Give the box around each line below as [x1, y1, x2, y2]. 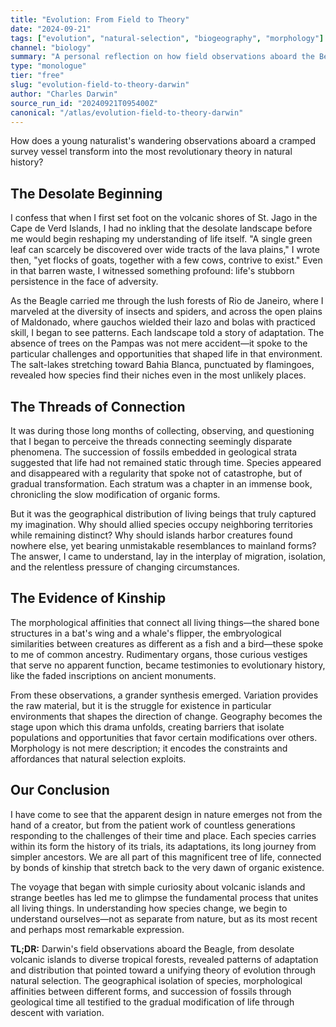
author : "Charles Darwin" [10, 89, 118, 99]
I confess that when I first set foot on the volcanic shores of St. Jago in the [10, 212, 318, 224]
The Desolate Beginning [10, 185, 163, 202]
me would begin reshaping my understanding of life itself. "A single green [10, 233, 313, 245]
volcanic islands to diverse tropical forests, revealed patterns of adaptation [10, 953, 319, 965]
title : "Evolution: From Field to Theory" [10, 14, 190, 25]
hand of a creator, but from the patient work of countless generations [10, 819, 296, 831]
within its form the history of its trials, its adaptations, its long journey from [10, 840, 317, 852]
